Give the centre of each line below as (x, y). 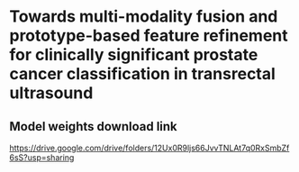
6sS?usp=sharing (42, 158)
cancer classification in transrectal (143, 74)
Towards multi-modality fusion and (144, 17)
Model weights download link (93, 127)
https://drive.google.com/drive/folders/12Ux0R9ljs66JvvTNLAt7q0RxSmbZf (149, 148)
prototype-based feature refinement (149, 36)
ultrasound (51, 93)
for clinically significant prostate (134, 55)
